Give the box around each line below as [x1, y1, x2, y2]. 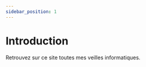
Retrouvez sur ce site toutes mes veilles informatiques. [5, 54, 141, 61]
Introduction [5, 34, 69, 47]
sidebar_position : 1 [5, 8, 57, 15]
